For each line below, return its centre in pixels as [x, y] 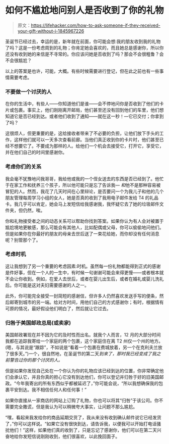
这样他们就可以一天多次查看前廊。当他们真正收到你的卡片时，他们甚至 [87, 140]
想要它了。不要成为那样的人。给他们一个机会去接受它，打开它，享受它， [89, 146]
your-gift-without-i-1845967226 [51, 31]
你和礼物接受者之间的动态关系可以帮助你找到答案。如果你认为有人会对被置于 [84, 221]
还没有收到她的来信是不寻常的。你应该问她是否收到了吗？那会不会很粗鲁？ [82, 54]
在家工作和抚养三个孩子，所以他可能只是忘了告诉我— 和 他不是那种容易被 [85, 185]
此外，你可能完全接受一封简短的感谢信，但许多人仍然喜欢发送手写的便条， [82, 295]
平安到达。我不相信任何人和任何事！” [48, 390]
